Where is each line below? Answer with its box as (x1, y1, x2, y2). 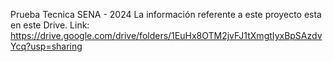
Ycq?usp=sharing (10, 40, 83, 52)
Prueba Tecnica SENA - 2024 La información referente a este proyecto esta (10, 9, 322, 20)
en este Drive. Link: (10, 19, 90, 31)
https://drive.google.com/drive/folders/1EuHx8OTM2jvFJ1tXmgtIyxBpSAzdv (10, 30, 323, 41)
